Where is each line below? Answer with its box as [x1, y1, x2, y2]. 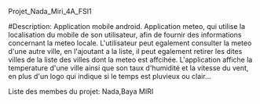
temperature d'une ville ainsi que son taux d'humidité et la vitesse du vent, [8, 63, 249, 73]
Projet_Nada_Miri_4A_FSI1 [8, 7, 92, 16]
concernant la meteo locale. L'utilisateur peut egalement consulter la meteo [8, 38, 252, 48]
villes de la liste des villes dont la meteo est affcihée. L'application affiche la [8, 55, 253, 64]
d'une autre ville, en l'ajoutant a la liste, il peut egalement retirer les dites [8, 47, 243, 56]
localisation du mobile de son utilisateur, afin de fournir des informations [8, 30, 242, 39]
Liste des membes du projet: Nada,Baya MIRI [8, 87, 154, 96]
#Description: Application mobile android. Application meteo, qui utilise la [8, 22, 246, 30]
